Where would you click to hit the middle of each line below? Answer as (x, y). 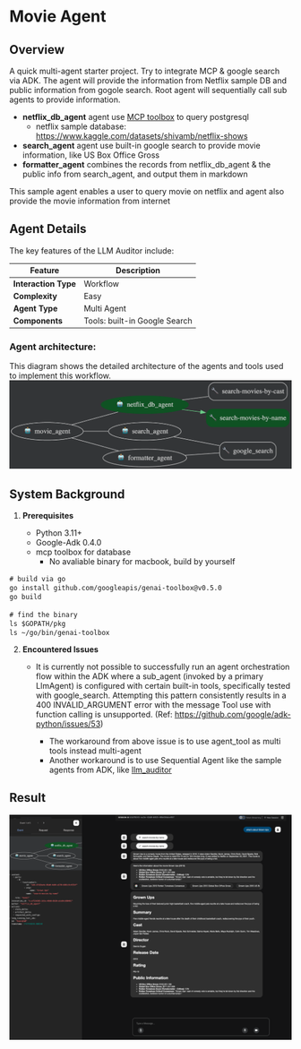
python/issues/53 (68, 724)
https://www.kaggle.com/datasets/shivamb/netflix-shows (142, 136)
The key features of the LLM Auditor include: (92, 250)
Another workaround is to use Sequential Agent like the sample (165, 761)
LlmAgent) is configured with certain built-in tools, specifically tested (163, 686)
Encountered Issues (60, 649)
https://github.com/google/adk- (232, 715)
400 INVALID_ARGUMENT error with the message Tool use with (153, 705)
